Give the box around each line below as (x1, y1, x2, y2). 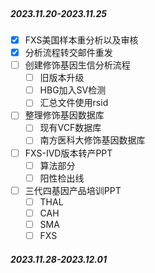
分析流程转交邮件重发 (24, 47, 113, 59)
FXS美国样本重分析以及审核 (24, 34, 139, 46)
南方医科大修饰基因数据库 (39, 134, 146, 146)
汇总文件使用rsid (39, 97, 109, 109)
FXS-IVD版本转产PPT (24, 147, 113, 159)
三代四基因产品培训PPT (24, 184, 122, 196)
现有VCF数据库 (39, 122, 102, 134)
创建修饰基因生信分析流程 (24, 59, 131, 71)
